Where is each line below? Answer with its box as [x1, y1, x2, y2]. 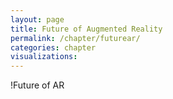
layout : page [10, 14, 65, 25]
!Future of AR [10, 79, 65, 91]
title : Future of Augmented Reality [10, 24, 163, 34]
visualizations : [10, 52, 78, 62]
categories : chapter [10, 42, 97, 53]
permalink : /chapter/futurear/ [10, 33, 141, 43]
